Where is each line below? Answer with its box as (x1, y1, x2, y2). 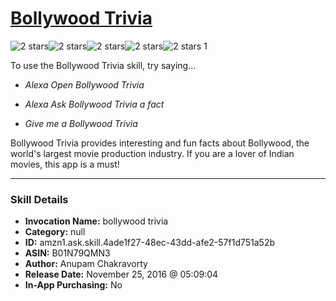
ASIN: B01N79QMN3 (24, 247, 111, 259)
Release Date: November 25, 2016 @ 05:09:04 (24, 268, 219, 281)
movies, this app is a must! (10, 158, 120, 170)
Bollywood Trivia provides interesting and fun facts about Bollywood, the (10, 137, 310, 149)
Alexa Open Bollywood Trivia (24, 78, 145, 91)
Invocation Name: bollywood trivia (24, 215, 169, 227)
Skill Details (10, 192, 69, 206)
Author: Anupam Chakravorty (24, 258, 148, 270)
